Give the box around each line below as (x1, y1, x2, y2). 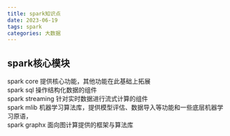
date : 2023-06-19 (7, 17, 58, 24)
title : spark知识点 (7, 10, 61, 17)
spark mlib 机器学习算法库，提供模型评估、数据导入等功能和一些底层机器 (7, 103, 217, 112)
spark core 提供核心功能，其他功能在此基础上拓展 (7, 77, 151, 86)
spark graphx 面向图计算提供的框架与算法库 (7, 121, 134, 129)
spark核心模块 (7, 57, 70, 69)
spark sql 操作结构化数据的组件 (7, 86, 97, 94)
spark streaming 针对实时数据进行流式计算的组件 (7, 95, 149, 103)
